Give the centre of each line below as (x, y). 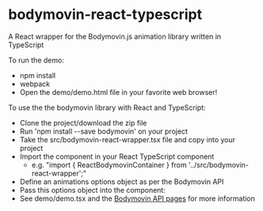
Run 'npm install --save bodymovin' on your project (104, 131)
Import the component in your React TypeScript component (117, 156)
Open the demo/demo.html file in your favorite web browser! (118, 92)
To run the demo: (36, 60)
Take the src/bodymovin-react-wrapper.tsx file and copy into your (128, 139)
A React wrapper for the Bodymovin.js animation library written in (115, 36)
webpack (34, 84)
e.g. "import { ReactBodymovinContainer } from (109, 164)
